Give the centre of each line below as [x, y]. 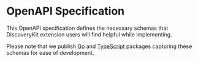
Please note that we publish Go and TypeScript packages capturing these [99, 46]
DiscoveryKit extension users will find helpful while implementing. [89, 34]
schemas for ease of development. [50, 52]
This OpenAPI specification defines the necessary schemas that [87, 28]
